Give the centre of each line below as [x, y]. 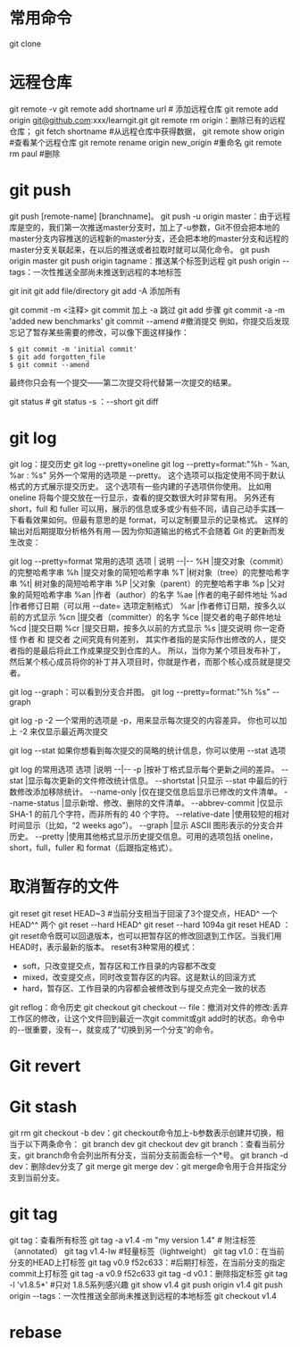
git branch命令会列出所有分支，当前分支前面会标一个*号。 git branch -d [156, 1155]
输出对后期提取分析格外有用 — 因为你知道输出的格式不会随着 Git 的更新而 [143, 531]
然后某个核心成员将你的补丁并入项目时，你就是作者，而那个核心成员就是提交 [150, 661]
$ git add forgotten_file [57, 357]
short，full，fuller [42, 847]
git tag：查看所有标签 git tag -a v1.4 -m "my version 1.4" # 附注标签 [133, 1240]
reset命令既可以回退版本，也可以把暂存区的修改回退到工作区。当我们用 [151, 935]
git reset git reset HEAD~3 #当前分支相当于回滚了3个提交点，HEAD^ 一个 [144, 913]
